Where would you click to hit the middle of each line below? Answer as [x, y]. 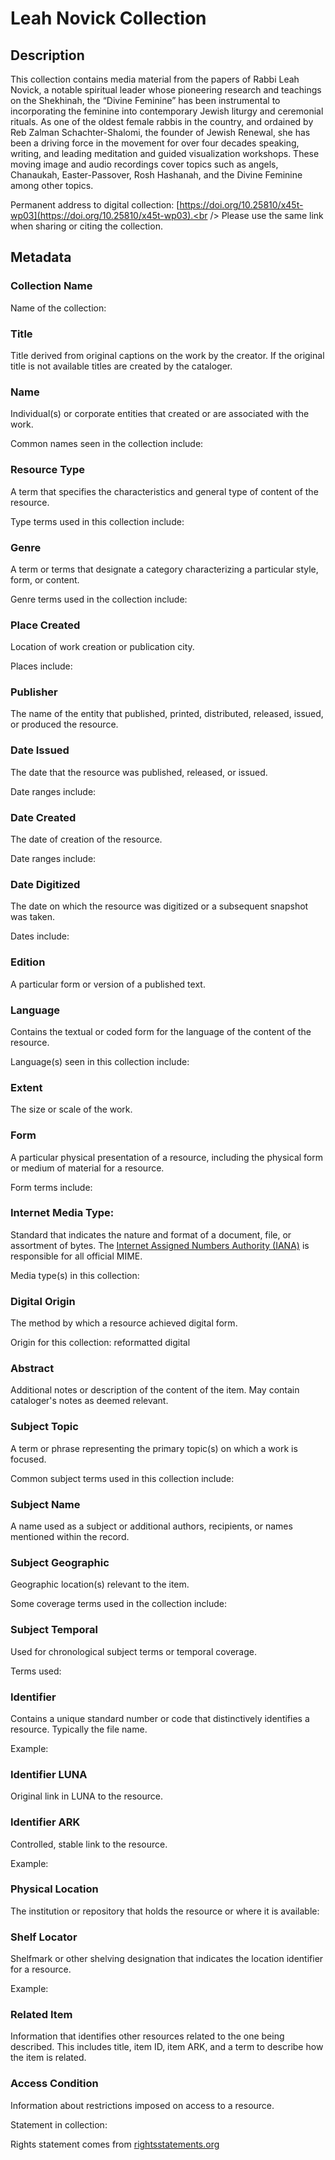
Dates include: [40, 936]
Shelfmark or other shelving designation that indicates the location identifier [167, 1959]
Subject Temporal [54, 1630]
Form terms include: [51, 1187]
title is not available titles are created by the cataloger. [121, 366]
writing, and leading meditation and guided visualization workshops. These [165, 153]
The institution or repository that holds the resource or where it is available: [165, 1911]
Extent [26, 1087]
